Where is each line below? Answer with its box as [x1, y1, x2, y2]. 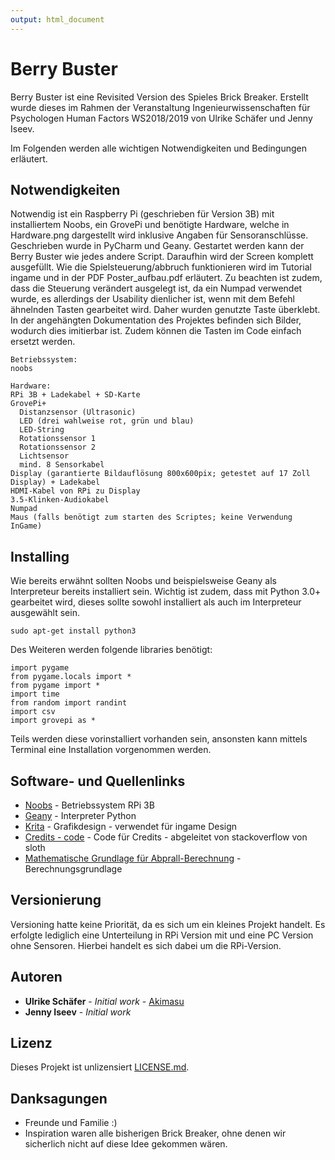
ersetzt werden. [10, 336, 76, 348]
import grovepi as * [10, 716, 97, 726]
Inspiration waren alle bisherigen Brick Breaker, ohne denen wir [24, 1127, 287, 1140]
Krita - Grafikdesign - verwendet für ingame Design [24, 821, 238, 832]
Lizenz [10, 1035, 53, 1052]
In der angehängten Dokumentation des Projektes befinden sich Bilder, [10, 314, 302, 326]
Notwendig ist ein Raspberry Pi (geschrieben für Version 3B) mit [10, 208, 275, 220]
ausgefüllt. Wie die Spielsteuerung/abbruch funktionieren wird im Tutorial [10, 261, 312, 273]
